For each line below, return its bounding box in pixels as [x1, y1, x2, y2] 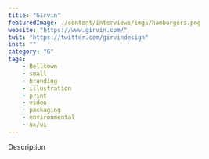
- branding [22, 77, 58, 85]
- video [22, 99, 47, 107]
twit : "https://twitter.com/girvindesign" [8, 33, 149, 42]
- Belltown [22, 63, 58, 70]
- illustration [22, 84, 72, 92]
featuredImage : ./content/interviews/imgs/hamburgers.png [8, 19, 201, 27]
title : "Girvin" [8, 11, 61, 20]
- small [22, 70, 47, 78]
